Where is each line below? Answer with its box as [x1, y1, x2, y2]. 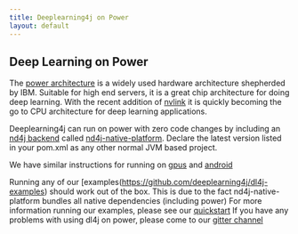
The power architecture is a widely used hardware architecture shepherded [9, 77, 286, 89]
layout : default [9, 21, 69, 30]
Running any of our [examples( [9, 177, 123, 188]
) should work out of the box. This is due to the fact [44, 186, 232, 197]
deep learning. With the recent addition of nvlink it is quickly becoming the [9, 97, 282, 108]
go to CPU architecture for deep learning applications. [9, 106, 207, 117]
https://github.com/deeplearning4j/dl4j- [121, 177, 269, 188]
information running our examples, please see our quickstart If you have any [9, 206, 289, 216]
